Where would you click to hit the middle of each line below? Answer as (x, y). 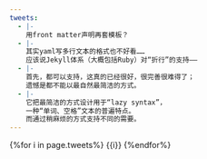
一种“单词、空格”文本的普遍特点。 (81, 111)
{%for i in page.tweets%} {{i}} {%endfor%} (90, 145)
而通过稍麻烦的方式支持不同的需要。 (83, 119)
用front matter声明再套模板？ (77, 35)
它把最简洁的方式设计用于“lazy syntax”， (96, 102)
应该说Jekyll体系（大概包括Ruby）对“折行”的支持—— (112, 60)
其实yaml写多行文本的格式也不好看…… (85, 52)
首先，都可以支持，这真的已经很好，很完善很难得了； (110, 77)
